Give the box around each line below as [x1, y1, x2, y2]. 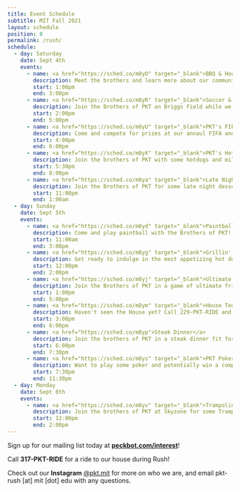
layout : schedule [7, 24, 59, 31]
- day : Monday [14, 381, 56, 389]
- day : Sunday [14, 203, 56, 210]
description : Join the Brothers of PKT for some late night [33, 183, 216, 190]
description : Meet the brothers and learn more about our [33, 76, 209, 84]
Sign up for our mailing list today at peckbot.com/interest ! [7, 441, 180, 449]
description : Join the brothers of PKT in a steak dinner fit [33, 335, 222, 342]
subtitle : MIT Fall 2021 [7, 17, 81, 24]
